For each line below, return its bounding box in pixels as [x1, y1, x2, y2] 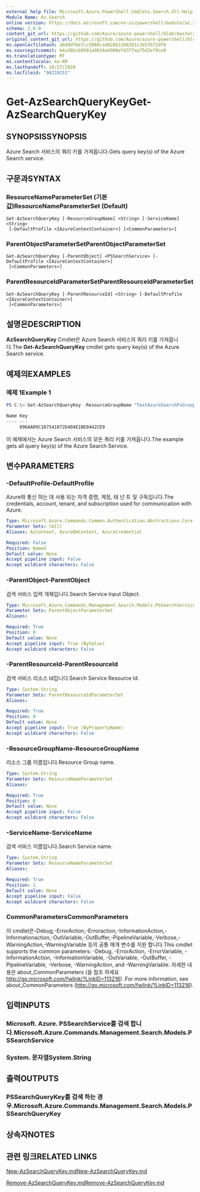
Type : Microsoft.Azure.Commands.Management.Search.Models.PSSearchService [6, 602, 196, 608]
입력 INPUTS [6, 1000, 51, 1010]
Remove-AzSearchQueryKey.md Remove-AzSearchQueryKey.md [6, 1179, 165, 1187]
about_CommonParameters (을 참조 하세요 [17, 968, 119, 975]
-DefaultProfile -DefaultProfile [6, 479, 94, 487]
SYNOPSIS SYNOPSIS [6, 132, 87, 142]
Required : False [6, 539, 46, 545]
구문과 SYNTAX [6, 173, 61, 183]
